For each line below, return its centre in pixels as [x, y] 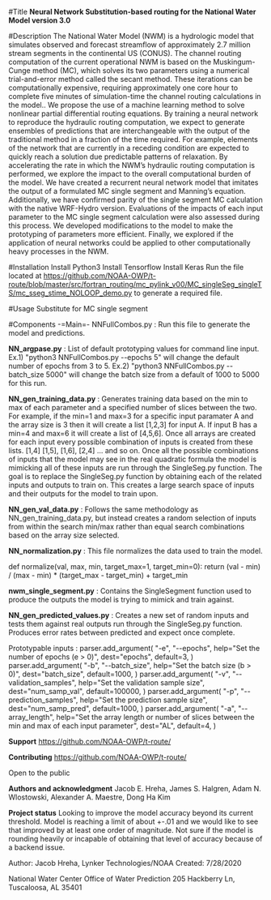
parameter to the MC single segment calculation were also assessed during [134, 217]
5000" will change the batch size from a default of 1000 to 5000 [153, 375]
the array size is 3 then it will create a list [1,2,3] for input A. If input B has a [133, 424]
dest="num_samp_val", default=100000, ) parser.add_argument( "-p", [124, 691]
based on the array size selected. [64, 535]
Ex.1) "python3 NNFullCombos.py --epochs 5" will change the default [124, 357]
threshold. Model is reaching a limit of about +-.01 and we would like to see [133, 821]
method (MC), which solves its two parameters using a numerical [140, 71]
